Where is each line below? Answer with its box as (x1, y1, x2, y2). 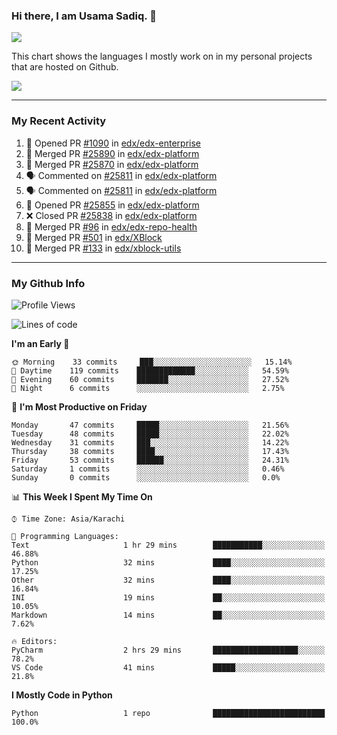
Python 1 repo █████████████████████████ (11, 708, 326, 718)
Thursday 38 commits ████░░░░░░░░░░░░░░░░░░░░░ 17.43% (11, 446, 289, 456)
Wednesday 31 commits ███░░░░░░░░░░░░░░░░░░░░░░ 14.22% (11, 437, 289, 448)
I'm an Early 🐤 (11, 337, 70, 349)
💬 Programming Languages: (11, 531, 119, 541)
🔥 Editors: (11, 636, 58, 646)
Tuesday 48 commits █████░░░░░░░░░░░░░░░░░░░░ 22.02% (11, 429, 289, 439)
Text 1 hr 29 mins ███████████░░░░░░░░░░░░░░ (11, 540, 326, 550)
